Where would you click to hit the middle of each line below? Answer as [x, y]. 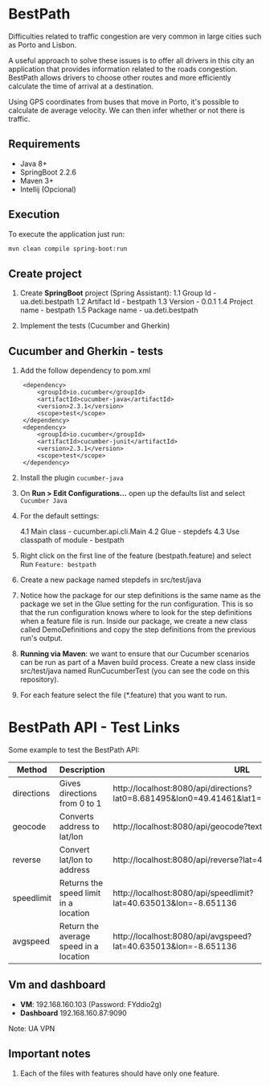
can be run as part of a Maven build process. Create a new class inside [137, 663]
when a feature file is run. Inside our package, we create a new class [133, 621]
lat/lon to [76, 860]
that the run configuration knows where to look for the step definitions [136, 613]
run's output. [41, 638]
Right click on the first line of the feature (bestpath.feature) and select [135, 555]
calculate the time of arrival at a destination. [81, 86]
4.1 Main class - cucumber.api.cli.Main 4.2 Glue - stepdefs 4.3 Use [129, 531]
